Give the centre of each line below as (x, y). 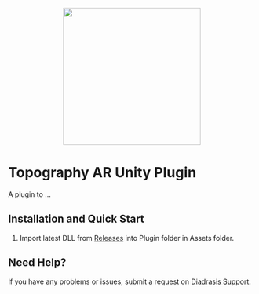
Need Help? (37, 263)
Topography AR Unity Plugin (102, 173)
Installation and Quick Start (77, 219)
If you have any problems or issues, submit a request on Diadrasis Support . (129, 281)
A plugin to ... (29, 194)
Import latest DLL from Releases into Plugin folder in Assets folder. (127, 238)
